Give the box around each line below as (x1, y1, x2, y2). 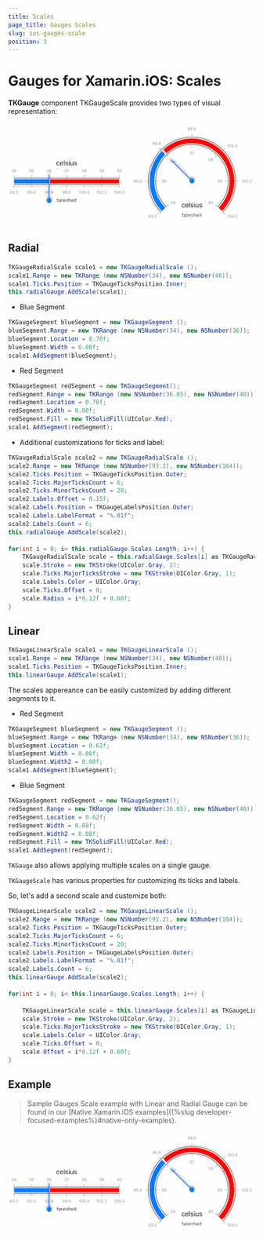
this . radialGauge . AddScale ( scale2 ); (8, 528, 128, 536)
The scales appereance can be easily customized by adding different (8, 685, 231, 695)
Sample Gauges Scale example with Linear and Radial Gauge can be (27, 1099, 248, 1108)
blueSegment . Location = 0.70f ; (8, 335, 110, 343)
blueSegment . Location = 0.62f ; (8, 742, 110, 750)
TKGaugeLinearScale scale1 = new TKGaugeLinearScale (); (8, 646, 198, 655)
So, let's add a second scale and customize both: (8, 891, 167, 900)
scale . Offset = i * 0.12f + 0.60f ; (22, 1048, 131, 1056)
